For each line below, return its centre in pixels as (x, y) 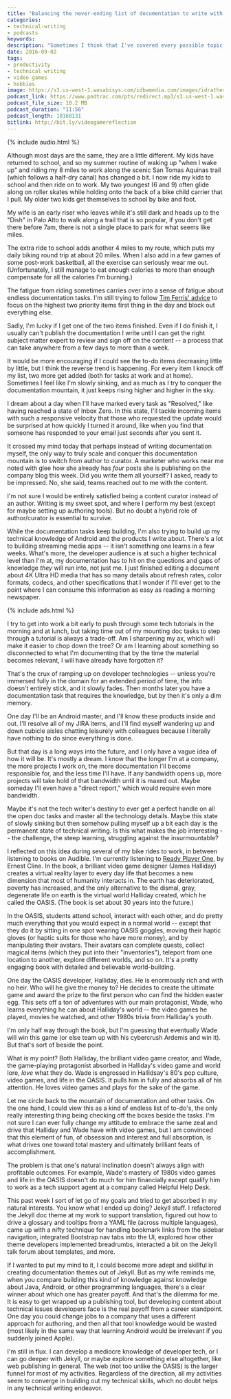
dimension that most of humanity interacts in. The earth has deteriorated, (111, 880)
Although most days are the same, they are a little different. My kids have (111, 155)
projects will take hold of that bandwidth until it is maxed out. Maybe (104, 780)
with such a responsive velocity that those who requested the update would (114, 418)
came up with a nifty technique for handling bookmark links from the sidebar (115, 1230)
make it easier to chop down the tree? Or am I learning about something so (113, 645)
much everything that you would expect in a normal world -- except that (109, 923)
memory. (20, 703)
